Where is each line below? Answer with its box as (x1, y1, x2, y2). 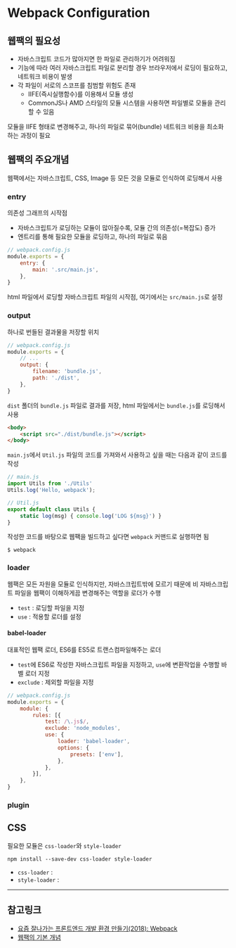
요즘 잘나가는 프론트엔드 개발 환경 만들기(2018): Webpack (17, 924, 178, 933)
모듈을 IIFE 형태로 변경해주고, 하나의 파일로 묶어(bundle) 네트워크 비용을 (7, 122, 206, 131)
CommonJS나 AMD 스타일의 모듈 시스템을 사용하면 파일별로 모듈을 (27, 99, 213, 107)
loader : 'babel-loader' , (57, 738, 131, 745)
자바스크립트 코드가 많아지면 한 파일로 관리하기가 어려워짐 (17, 55, 176, 63)
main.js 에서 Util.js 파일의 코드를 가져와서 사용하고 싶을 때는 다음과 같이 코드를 (7, 450, 228, 459)
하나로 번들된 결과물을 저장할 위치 (7, 327, 100, 336)
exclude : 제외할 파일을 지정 (17, 678, 94, 686)
